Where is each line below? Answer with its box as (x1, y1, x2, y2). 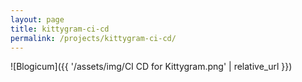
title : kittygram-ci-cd (10, 24, 110, 34)
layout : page (10, 14, 65, 25)
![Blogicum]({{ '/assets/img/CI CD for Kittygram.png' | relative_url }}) (10, 61, 293, 73)
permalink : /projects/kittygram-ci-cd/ (10, 33, 177, 43)
